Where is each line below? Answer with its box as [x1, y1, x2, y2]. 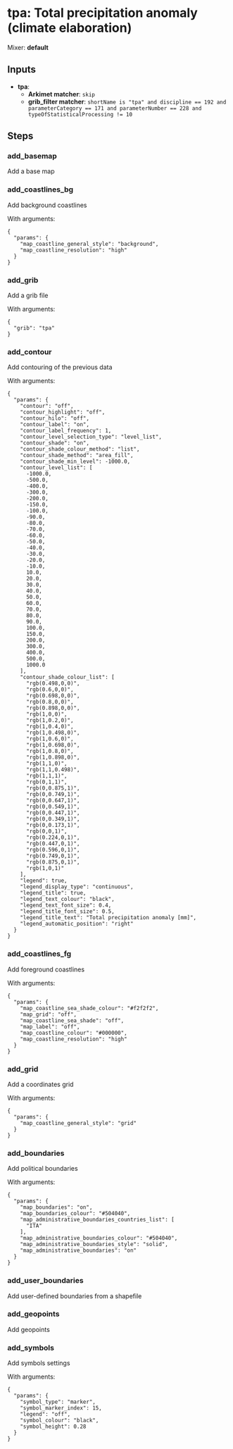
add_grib [7, 275, 39, 285]
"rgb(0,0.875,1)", [25, 785, 80, 792]
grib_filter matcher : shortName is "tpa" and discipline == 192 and [27, 97, 227, 106]
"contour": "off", [20, 403, 74, 410]
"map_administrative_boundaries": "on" [20, 1247, 137, 1255]
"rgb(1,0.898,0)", [25, 754, 80, 761]
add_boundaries [7, 1148, 65, 1158]
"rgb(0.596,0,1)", [25, 847, 80, 854]
